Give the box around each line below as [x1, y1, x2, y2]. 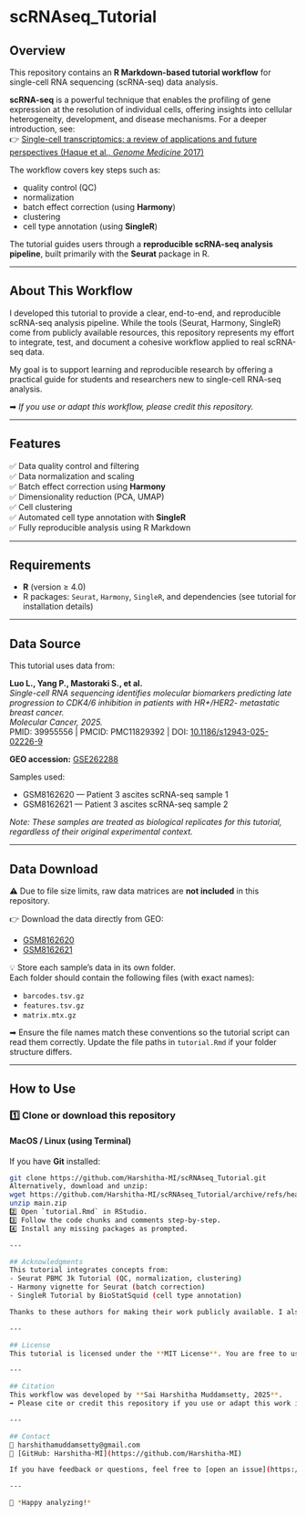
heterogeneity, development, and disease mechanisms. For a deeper [9, 114, 267, 124]
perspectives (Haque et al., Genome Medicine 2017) [9, 147, 205, 157]
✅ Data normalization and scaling [9, 470, 135, 481]
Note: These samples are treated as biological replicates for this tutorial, [9, 817, 282, 828]
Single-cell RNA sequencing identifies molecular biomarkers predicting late [9, 687, 292, 699]
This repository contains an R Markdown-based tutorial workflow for [9, 67, 271, 78]
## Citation [9, 1382, 55, 1391]
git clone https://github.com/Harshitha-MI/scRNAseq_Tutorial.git [9, 1173, 267, 1183]
